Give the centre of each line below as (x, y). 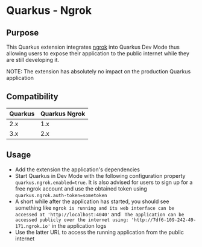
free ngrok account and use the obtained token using (81, 188)
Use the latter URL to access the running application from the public (99, 232)
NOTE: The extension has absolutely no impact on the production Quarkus (99, 72)
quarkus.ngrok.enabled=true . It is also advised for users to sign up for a (104, 182)
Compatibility (32, 97)
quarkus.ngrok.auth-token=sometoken (61, 195)
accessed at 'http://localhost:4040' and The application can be (99, 214)
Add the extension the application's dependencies (77, 169)
